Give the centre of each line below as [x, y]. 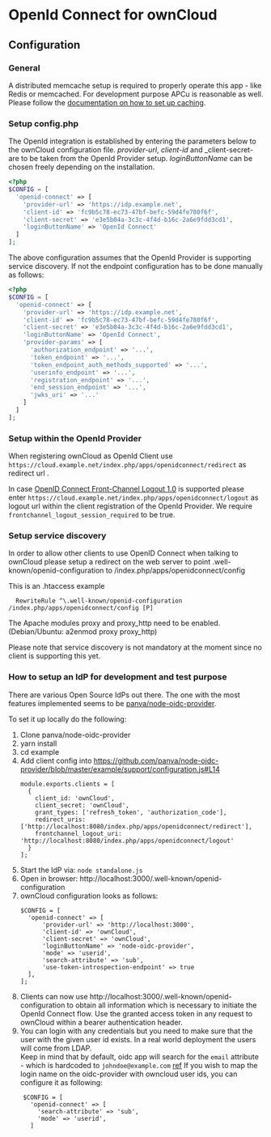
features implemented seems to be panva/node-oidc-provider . [112, 703]
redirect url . [29, 473]
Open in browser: [49, 878]
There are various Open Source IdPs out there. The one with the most [124, 695]
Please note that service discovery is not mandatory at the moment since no [135, 647]
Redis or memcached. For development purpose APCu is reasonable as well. [136, 94]
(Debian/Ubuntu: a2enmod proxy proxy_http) [83, 632]
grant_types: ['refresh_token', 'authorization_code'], [131, 812]
